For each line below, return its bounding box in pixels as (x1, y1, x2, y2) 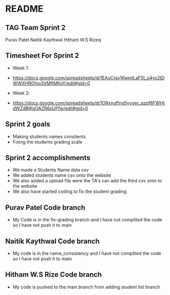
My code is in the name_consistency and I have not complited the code (12, 250, 161, 256)
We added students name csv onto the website (12, 172, 112, 178)
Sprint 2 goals (5, 120, 51, 128)
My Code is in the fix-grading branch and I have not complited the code (12, 217, 162, 223)
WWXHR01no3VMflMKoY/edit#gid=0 (12, 80, 90, 86)
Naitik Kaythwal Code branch (5, 237, 100, 245)
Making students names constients (12, 133, 86, 140)
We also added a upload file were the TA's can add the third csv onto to (12, 178, 162, 184)
